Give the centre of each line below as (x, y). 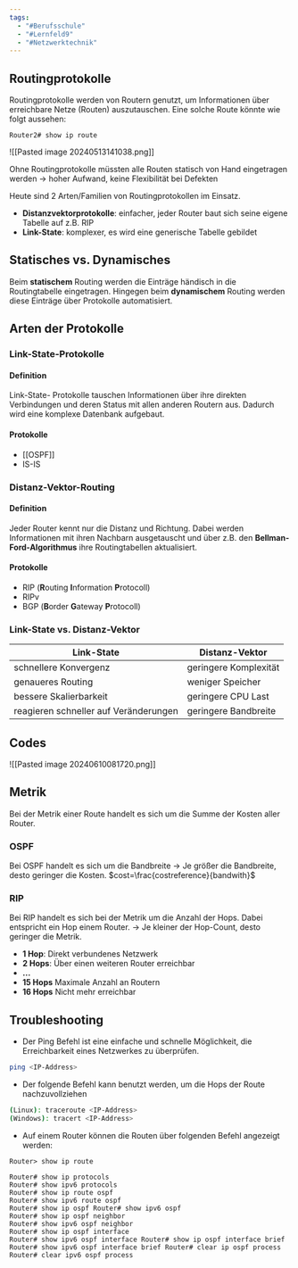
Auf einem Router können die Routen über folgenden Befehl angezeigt (151, 1135)
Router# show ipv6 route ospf (66, 1200)
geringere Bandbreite (232, 711)
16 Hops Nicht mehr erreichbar (79, 992)
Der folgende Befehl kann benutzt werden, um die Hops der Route (144, 1084)
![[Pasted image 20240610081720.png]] (83, 765)
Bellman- (272, 537)
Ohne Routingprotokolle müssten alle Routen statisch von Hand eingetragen (149, 170)
